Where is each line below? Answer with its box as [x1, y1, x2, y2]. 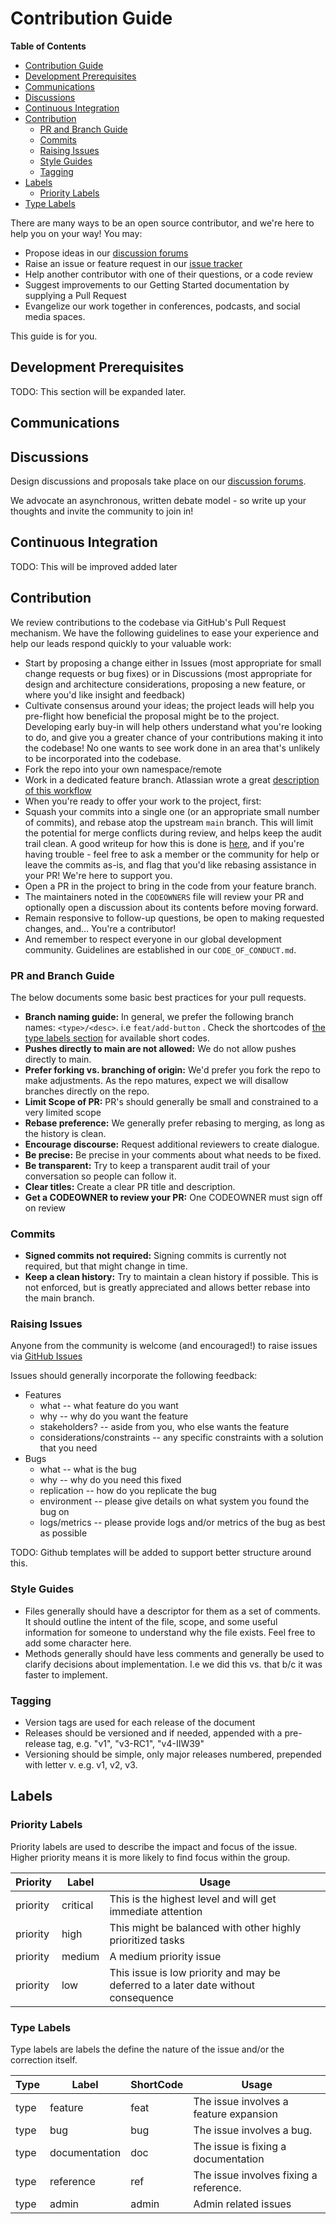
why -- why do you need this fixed [39, 1474, 182, 1486]
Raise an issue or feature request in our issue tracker [24, 257, 243, 269]
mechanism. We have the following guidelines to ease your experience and [10, 627, 320, 639]
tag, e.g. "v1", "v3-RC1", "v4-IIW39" [58, 1738, 205, 1750]
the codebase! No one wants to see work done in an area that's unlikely [24, 742, 321, 754]
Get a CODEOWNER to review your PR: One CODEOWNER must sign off [24, 1191, 323, 1203]
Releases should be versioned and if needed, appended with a [24, 1727, 283, 1739]
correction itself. [10, 2054, 78, 2066]
